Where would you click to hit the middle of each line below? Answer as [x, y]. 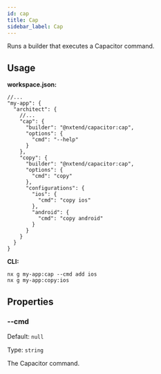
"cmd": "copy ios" [64, 201]
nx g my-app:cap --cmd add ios [52, 274]
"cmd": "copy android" [70, 219]
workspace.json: [32, 84]
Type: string [25, 350]
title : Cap [23, 20]
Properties [30, 302]
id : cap [18, 14]
